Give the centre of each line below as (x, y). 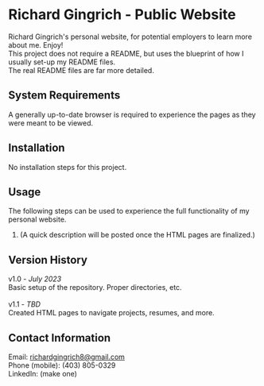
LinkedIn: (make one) (43, 374)
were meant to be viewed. (51, 123)
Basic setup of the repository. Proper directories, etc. (95, 288)
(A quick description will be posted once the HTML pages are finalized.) (138, 235)
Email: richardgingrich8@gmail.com (67, 357)
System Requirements (64, 96)
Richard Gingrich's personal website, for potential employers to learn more (130, 37)
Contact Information (60, 338)
